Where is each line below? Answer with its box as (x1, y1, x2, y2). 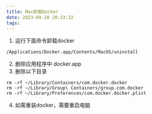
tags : (6, 20, 20, 26)
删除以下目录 (14, 68, 47, 75)
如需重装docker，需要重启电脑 (14, 101, 91, 109)
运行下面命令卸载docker (14, 37, 75, 44)
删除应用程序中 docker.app (14, 61, 82, 68)
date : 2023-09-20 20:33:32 (6, 14, 74, 20)
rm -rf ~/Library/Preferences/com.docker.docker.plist (6, 91, 147, 97)
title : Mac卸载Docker (6, 8, 59, 15)
